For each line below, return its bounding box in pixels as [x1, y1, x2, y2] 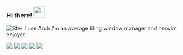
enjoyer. [6, 31, 27, 38]
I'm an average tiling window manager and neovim [51, 25, 177, 32]
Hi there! [6, 11, 33, 19]
